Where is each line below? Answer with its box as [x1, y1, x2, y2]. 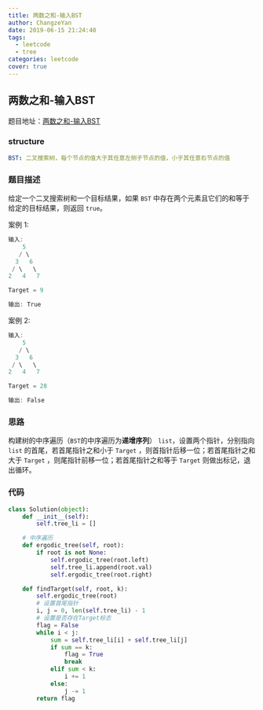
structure [8, 136, 45, 147]
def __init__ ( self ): [22, 513, 89, 521]
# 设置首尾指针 [36, 599, 79, 608]
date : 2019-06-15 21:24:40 [8, 26, 97, 34]
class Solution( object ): [8, 505, 89, 513]
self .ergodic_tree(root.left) [49, 556, 149, 564]
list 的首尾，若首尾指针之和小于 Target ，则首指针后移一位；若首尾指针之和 [8, 446, 256, 455]
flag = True [64, 650, 104, 659]
